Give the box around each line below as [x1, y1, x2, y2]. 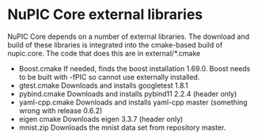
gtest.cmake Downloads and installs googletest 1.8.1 [18, 81, 188, 90]
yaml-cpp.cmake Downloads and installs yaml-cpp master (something [18, 97, 248, 107]
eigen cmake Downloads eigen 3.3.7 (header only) [18, 114, 184, 123]
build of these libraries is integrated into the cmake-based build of [7, 40, 223, 49]
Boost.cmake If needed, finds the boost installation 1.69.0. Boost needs [18, 63, 251, 73]
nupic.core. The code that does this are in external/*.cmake [7, 48, 201, 58]
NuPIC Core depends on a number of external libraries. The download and [7, 32, 250, 41]
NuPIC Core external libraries [7, 6, 203, 24]
